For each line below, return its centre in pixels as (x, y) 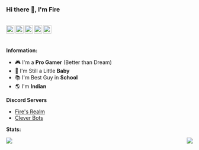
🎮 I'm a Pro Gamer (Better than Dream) (63, 62)
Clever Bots (29, 118)
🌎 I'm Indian (31, 87)
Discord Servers (27, 100)
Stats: (14, 129)
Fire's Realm (30, 111)
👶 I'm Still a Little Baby (42, 71)
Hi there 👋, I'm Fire (33, 9)
